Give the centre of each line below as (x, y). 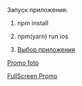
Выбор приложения (46, 49)
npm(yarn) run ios (43, 36)
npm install (33, 23)
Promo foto (23, 63)
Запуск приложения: (38, 10)
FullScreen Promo (32, 76)
